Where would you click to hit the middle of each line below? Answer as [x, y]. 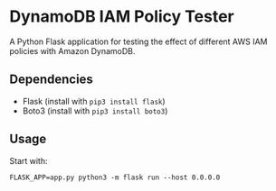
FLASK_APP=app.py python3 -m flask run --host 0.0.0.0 [115, 177]
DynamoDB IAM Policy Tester [122, 17]
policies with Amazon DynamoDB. [72, 50]
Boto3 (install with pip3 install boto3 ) [95, 111]
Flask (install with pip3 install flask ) [94, 101]
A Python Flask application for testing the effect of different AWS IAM [138, 41]
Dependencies [51, 80]
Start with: [29, 160]
